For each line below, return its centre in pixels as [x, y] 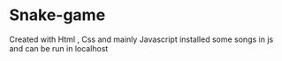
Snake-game [57, 15]
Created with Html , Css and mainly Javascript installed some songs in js [141, 39]
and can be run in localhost [59, 48]
